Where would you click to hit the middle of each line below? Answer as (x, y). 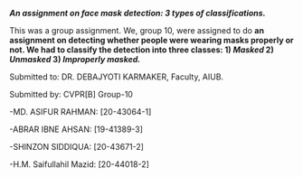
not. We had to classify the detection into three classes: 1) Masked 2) (142, 50)
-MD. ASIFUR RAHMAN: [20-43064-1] (80, 112)
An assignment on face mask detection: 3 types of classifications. (137, 13)
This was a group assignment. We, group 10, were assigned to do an (137, 30)
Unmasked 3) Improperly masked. (75, 59)
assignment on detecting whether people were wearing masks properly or (151, 40)
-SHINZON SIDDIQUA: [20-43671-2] (77, 147)
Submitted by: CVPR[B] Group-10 (71, 94)
